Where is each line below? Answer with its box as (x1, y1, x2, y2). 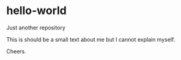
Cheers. (6, 47, 26, 55)
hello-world (6, 4, 67, 18)
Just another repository (6, 24, 66, 31)
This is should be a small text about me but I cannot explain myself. (6, 36, 175, 43)
